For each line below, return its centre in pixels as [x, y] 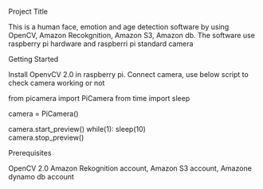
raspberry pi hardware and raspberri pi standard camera [101, 44]
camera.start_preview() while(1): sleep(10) [77, 129]
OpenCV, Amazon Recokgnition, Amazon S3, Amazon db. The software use [131, 35]
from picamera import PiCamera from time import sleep [99, 98]
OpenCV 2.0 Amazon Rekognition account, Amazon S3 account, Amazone [130, 168]
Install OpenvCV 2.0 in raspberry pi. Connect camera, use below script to [128, 74]
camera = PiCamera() [43, 114]
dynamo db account [41, 177]
